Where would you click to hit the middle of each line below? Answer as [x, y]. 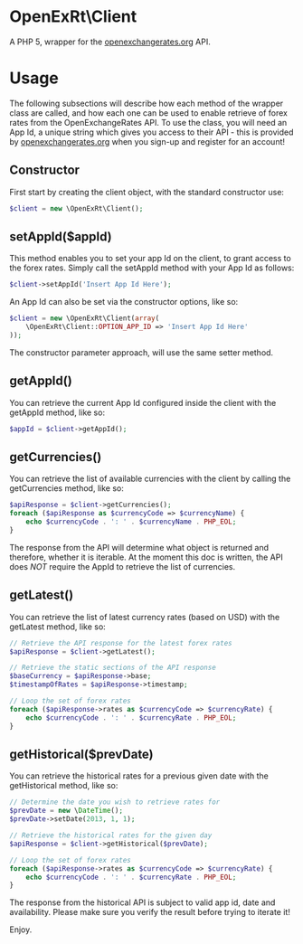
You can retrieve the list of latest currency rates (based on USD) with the [145, 617]
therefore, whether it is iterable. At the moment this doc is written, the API [146, 557]
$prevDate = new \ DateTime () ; [66, 811]
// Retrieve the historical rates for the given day [111, 835]
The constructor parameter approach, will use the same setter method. [142, 352]
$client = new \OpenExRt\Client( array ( [85, 318]
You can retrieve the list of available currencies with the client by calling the [150, 479]
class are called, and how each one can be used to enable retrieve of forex [148, 113]
